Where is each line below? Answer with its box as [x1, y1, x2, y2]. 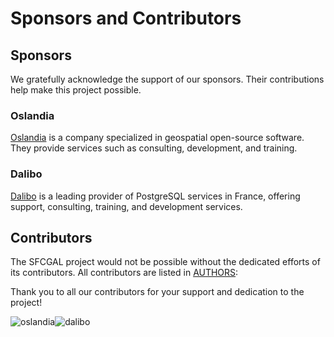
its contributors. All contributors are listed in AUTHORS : [10, 267, 239, 279]
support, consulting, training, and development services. [10, 200, 243, 212]
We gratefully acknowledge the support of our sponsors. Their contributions [10, 73, 325, 85]
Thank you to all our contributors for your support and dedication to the [10, 286, 305, 298]
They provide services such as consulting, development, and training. [10, 142, 298, 154]
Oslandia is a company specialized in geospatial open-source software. [10, 132, 305, 144]
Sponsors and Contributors [10, 7, 242, 30]
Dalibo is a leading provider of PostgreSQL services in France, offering [10, 190, 301, 202]
